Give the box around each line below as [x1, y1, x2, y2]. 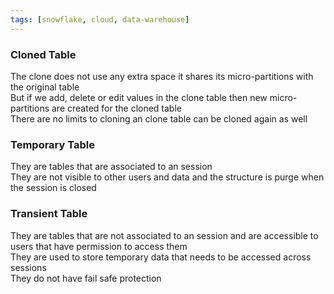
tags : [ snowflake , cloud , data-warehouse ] [10, 14, 190, 25]
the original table [10, 81, 80, 93]
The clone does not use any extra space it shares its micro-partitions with [10, 70, 314, 82]
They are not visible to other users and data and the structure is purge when [10, 171, 325, 183]
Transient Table [10, 207, 88, 221]
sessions [10, 261, 47, 273]
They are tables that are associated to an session [10, 161, 213, 173]
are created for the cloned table [51, 102, 182, 114]
